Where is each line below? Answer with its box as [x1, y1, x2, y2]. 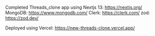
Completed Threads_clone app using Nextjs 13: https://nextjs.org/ [5, 5, 143, 10]
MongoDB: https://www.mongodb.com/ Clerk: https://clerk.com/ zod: [5, 10, 150, 16]
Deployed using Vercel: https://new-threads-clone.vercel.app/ [5, 25, 135, 31]
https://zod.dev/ [5, 15, 39, 21]
